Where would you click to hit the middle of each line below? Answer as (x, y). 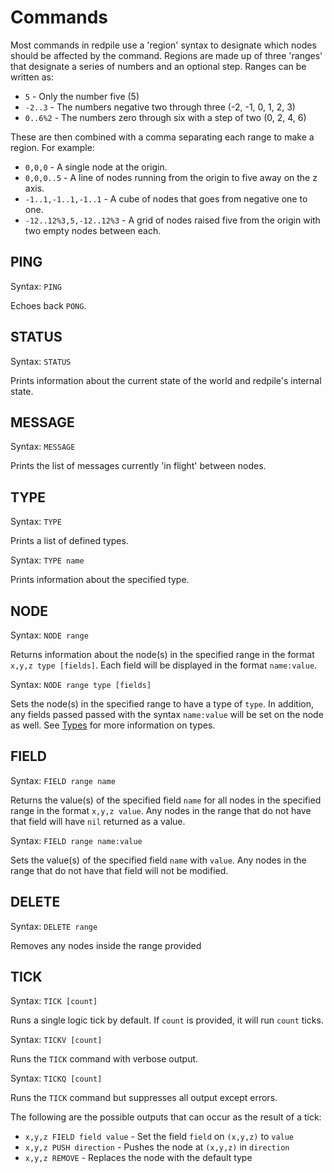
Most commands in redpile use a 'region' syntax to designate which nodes (163, 45)
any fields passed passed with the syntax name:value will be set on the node (167, 714)
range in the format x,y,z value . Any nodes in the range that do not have (161, 810)
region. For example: (52, 147)
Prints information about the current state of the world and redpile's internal (166, 380)
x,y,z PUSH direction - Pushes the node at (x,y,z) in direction (157, 1147)
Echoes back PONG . (48, 305)
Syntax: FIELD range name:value (76, 840)
